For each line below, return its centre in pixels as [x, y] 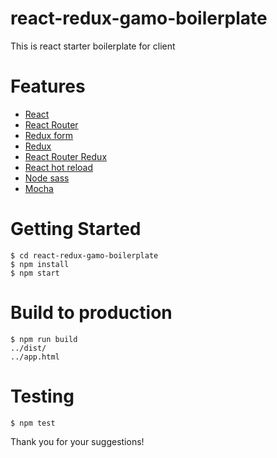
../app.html [35, 357]
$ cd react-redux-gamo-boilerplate [84, 255]
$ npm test [33, 423]
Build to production [91, 313]
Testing [42, 396]
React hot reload [59, 167]
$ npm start [35, 273]
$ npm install [40, 264]
